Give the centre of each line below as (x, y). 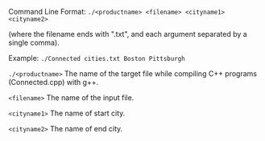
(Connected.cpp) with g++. (54, 82)
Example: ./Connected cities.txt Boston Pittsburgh (97, 58)
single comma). (34, 42)
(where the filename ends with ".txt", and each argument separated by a (128, 34)
